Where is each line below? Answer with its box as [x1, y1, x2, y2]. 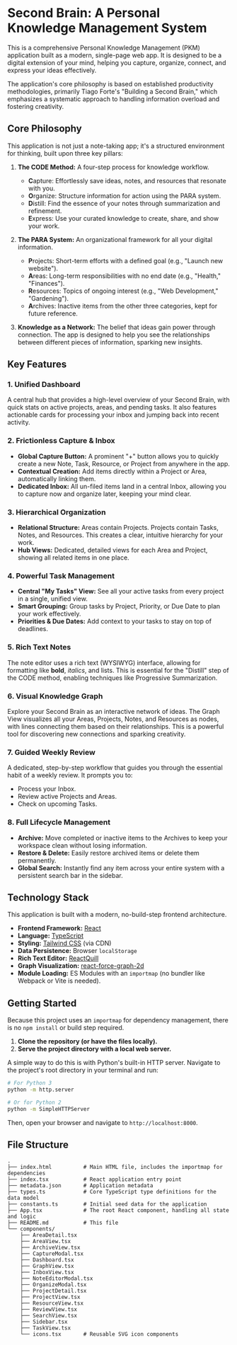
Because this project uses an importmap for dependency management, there [7, 1016, 229, 1024]
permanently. [17, 856, 57, 865]
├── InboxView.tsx [20, 1269, 74, 1276]
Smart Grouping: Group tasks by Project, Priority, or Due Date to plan [17, 602, 221, 611]
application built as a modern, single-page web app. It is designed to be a [7, 51, 222, 59]
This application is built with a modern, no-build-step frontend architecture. [7, 911, 227, 919]
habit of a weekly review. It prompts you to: [7, 771, 133, 780]
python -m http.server [7, 1086, 74, 1094]
